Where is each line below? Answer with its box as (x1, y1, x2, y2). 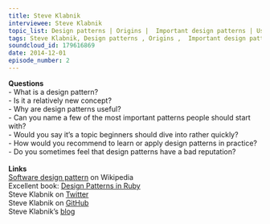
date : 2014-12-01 (8, 49, 67, 57)
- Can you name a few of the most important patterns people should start (8, 112, 251, 122)
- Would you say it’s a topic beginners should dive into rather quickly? (8, 129, 239, 139)
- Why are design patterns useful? (8, 104, 122, 113)
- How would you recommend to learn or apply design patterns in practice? (8, 138, 258, 148)
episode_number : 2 (8, 57, 70, 65)
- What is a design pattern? (8, 87, 99, 96)
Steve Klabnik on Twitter (8, 189, 89, 199)
